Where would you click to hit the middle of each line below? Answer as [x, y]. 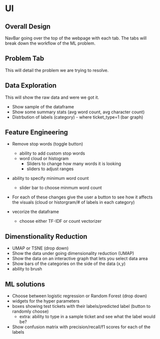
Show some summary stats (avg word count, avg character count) [78, 112]
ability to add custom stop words [52, 153]
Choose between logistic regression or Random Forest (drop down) [80, 296]
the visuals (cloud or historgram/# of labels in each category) [73, 202]
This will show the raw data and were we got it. [52, 97]
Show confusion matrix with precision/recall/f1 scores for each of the [81, 327]
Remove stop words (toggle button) [48, 144]
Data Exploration [31, 86]
